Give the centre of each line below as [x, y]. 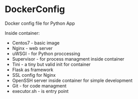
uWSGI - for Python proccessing [46, 54]
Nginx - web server [32, 48]
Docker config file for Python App [40, 23]
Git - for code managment [39, 86]
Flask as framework [33, 70]
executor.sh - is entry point [40, 91]
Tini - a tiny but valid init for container [51, 64]
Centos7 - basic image [36, 43]
